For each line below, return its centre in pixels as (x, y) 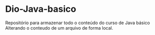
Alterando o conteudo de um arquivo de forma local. (59, 28)
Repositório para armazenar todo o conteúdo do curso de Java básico (78, 23)
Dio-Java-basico (41, 9)
